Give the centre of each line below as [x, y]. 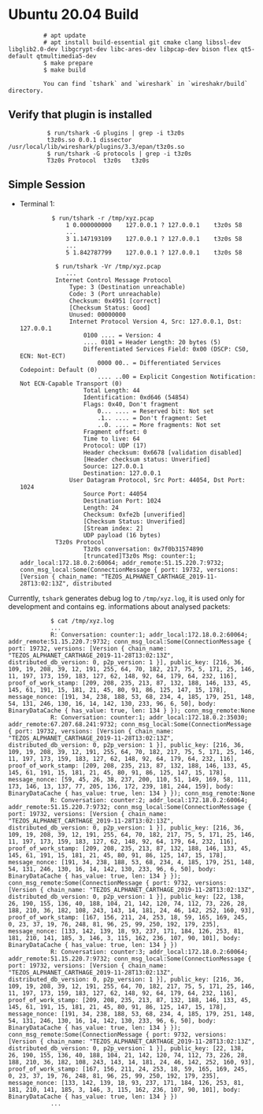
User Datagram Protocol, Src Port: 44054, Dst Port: [157, 480]
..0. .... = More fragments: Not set [159, 425]
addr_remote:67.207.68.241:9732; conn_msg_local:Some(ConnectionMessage [130, 724]
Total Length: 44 [111, 390]
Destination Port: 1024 [122, 501]
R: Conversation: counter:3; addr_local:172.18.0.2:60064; [149, 952]
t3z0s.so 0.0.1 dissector [89, 139]
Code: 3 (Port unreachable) [115, 294]
